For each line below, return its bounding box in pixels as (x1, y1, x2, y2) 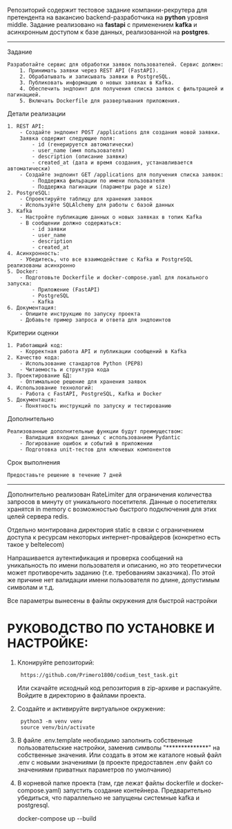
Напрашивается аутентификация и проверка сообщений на (7, 554, 183, 562)
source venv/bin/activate (20, 724, 95, 731)
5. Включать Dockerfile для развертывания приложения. (19, 97, 181, 104)
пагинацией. (7, 91, 41, 98)
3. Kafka (7, 207, 32, 214)
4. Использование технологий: (7, 384, 95, 391)
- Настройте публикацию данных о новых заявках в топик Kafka (19, 214, 202, 221)
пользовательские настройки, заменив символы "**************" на (17, 743, 220, 752)
